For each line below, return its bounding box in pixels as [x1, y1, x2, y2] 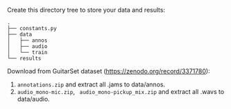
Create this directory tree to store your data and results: [7, 6, 165, 14]
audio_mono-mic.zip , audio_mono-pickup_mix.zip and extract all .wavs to [17, 88, 225, 95]
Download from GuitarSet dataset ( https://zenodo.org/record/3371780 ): [7, 67, 210, 75]
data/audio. [17, 95, 50, 103]
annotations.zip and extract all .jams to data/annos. [17, 80, 165, 88]
